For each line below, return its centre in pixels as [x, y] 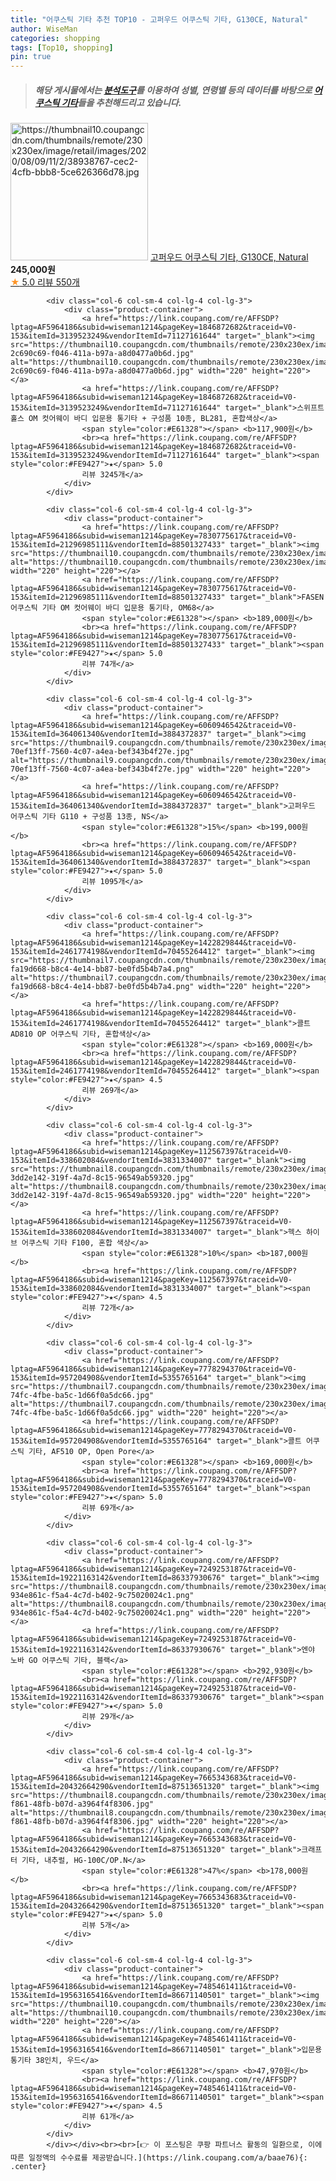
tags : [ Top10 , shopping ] [62, 47]
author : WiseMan [44, 29]
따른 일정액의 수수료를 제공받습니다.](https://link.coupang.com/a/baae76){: [159, 2158]
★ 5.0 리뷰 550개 [45, 282]
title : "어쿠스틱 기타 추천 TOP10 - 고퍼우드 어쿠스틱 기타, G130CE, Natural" [159, 19]
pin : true [31, 57]
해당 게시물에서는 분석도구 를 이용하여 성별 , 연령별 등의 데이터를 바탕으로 [173, 90]
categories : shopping [55, 38]
